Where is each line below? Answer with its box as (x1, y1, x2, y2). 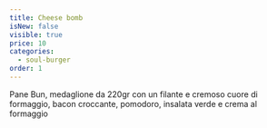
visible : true (9, 30, 64, 39)
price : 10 (9, 38, 47, 48)
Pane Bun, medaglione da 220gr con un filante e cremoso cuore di (9, 88, 259, 100)
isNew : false (9, 22, 59, 31)
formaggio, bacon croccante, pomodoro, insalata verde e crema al (9, 98, 257, 109)
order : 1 (9, 64, 43, 74)
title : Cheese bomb (9, 13, 84, 23)
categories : (9, 47, 54, 56)
